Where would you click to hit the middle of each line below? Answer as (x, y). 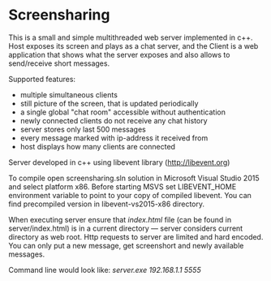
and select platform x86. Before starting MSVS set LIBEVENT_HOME (123, 186)
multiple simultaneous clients (69, 94)
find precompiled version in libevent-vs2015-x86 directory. (107, 204)
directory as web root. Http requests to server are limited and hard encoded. (136, 236)
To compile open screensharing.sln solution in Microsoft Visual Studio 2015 (134, 178)
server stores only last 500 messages (83, 129)
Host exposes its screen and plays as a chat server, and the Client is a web (133, 45)
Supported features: (42, 79)
